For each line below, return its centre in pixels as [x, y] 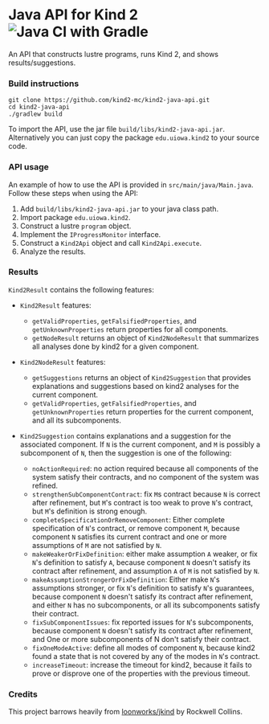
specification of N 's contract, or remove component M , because [136, 528]
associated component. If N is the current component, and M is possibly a [140, 444]
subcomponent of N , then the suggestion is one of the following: [126, 452]
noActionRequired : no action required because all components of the [145, 468]
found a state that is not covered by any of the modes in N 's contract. [146, 656]
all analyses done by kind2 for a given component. [115, 346]
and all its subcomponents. [77, 420]
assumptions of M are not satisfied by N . [97, 545]
